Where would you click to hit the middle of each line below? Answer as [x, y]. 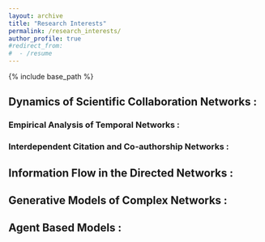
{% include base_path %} [51, 76]
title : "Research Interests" [58, 23]
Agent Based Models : [65, 228]
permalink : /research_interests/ [65, 31]
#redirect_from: [36, 46]
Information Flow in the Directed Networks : [121, 173]
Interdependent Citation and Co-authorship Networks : [119, 146]
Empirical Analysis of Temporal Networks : [94, 125]
